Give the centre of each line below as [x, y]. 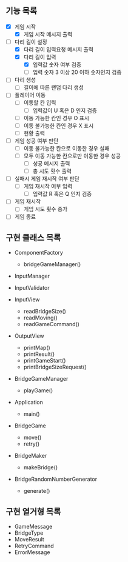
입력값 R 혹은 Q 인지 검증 [62, 194]
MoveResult [29, 540]
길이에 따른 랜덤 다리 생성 [54, 87]
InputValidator [32, 288]
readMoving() [41, 318]
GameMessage [33, 527]
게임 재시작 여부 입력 [48, 186]
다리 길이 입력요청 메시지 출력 [58, 49]
